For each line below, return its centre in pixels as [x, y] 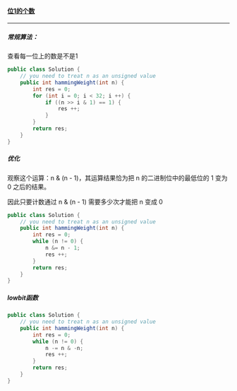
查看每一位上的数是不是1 [43, 56]
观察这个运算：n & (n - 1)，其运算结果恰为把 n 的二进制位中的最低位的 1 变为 [117, 177]
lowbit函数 [23, 298]
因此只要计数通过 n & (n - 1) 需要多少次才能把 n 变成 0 [85, 202]
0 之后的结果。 [29, 187]
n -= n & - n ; [64, 348]
